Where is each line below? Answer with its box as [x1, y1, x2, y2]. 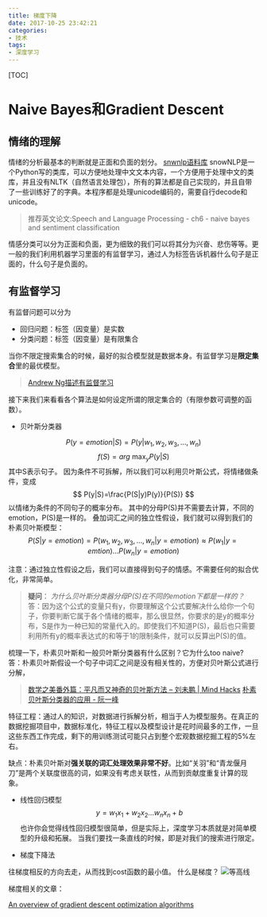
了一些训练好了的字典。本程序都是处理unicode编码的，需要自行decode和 [8, 188, 248, 196]
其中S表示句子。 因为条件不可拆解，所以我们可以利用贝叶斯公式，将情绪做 [8, 466, 252, 477]
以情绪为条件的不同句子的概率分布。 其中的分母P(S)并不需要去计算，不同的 [8, 503, 254, 513]
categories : [8, 26, 48, 34]
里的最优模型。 [15, 361, 64, 370]
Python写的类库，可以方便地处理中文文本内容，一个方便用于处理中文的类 [14, 168, 254, 176]
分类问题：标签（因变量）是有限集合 [19, 334, 139, 343]
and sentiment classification [27, 223, 121, 232]
